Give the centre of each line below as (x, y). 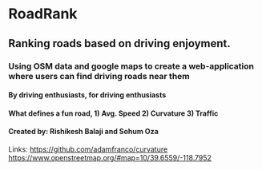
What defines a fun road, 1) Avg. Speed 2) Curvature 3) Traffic (113, 113)
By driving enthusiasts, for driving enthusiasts (87, 95)
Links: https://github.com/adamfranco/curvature (88, 149)
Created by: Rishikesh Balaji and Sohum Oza (83, 132)
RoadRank (43, 14)
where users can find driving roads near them (99, 76)
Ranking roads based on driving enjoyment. (119, 43)
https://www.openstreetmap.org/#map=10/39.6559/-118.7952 (110, 157)
